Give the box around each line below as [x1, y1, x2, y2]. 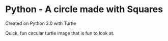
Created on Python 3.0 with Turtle [5, 20, 76, 26]
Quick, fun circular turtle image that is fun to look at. [5, 30, 115, 36]
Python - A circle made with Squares [5, 4, 163, 15]
